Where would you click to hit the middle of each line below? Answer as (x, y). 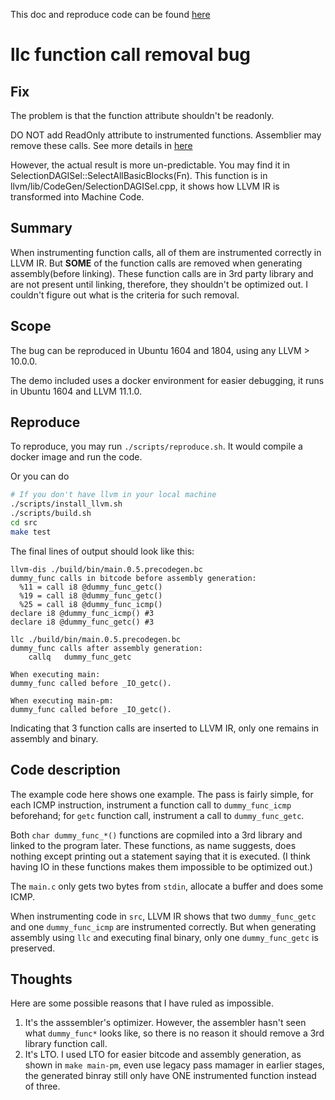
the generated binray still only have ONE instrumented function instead (170, 1076)
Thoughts (41, 979)
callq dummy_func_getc (80, 657)
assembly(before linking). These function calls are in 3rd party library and (162, 273)
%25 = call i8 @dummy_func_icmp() (91, 604)
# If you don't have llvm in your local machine (113, 495)
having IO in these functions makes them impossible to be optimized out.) (161, 866)
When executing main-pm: (62, 700)
